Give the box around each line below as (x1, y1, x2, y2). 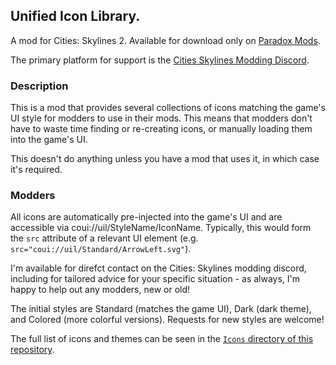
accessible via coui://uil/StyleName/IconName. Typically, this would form (10, 222, 312, 234)
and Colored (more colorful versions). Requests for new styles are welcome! (10, 314, 325, 326)
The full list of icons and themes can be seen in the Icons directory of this (10, 333, 314, 345)
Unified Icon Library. (10, 8, 141, 25)
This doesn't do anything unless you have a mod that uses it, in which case (10, 153, 320, 165)
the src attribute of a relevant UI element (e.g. (10, 232, 199, 244)
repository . (10, 344, 55, 356)
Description (10, 79, 69, 93)
